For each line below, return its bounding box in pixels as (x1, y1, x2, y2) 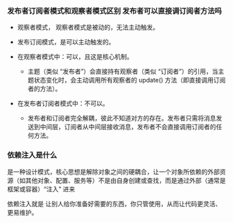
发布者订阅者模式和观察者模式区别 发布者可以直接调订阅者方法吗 (7, 6, 222, 15)
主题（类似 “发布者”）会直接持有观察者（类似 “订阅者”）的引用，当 (27, 67, 218, 75)
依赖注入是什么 (7, 150, 58, 160)
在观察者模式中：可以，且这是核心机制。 (17, 53, 133, 61)
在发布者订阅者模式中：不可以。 (17, 99, 109, 108)
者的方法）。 (27, 84, 62, 93)
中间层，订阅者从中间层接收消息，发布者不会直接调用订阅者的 (40, 123, 216, 131)
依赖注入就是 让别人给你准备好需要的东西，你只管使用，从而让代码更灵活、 (7, 199, 222, 208)
